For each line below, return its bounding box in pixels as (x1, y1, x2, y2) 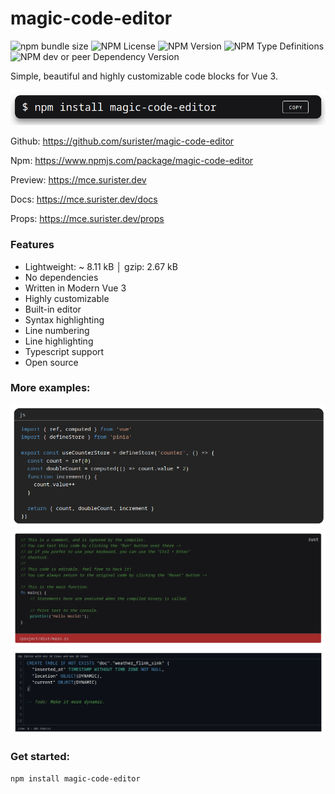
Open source (24, 356, 79, 368)
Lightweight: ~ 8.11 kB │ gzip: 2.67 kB (24, 260, 178, 272)
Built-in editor (24, 303, 82, 315)
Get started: (10, 750, 70, 764)
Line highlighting (24, 335, 94, 347)
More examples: (10, 381, 91, 395)
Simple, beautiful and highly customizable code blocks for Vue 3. (10, 70, 278, 82)
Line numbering (24, 324, 90, 336)
